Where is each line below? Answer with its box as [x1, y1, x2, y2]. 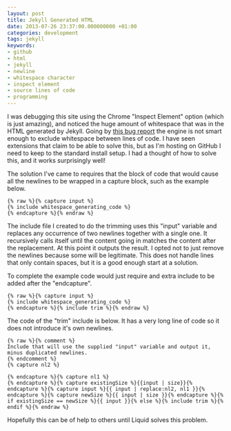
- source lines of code [7, 87, 76, 94]
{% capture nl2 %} [7, 361, 60, 368]
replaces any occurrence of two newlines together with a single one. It [7, 229, 208, 237]
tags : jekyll [7, 36, 45, 43]
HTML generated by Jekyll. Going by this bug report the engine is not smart [7, 127, 222, 135]
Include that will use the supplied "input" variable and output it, [7, 343, 212, 350]
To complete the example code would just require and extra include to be [7, 272, 215, 280]
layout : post [7, 10, 45, 17]
